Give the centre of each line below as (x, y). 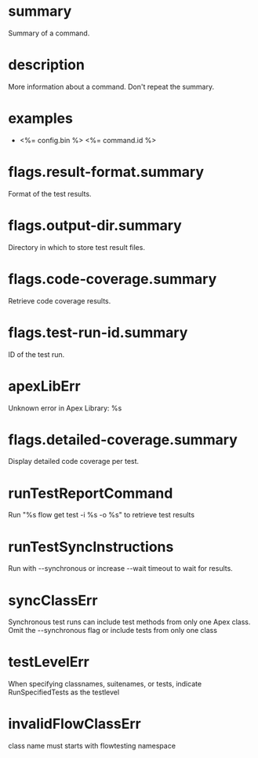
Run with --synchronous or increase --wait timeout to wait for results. (120, 568)
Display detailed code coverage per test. (74, 462)
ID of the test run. (36, 354)
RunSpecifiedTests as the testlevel (64, 692)
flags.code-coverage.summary (113, 279)
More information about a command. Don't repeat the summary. (111, 86)
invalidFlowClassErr (74, 724)
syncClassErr (53, 600)
